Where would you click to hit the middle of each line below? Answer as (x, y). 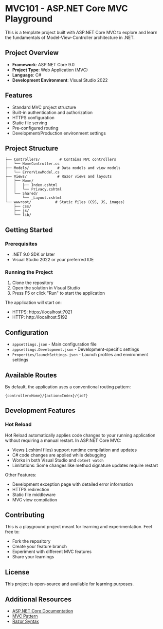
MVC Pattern (25, 616)
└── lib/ (23, 215)
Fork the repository (31, 541)
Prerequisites (21, 244)
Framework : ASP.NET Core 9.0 (43, 64)
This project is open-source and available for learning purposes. (69, 584)
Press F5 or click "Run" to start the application (58, 293)
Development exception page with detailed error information (72, 484)
